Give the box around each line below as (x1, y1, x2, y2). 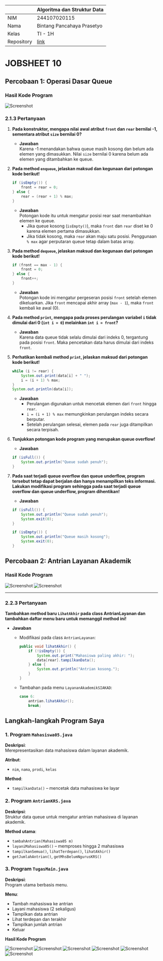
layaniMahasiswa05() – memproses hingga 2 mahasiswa (12, 843, 124, 849)
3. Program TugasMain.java (5, 865, 69, 872)
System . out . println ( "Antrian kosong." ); (36, 667, 120, 672)
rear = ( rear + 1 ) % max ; (21, 194, 74, 199)
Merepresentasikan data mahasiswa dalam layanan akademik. (5, 747, 129, 753)
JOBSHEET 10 (5, 58, 62, 69)
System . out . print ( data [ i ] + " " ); (21, 373, 91, 378)
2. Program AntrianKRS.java (5, 798, 71, 804)
